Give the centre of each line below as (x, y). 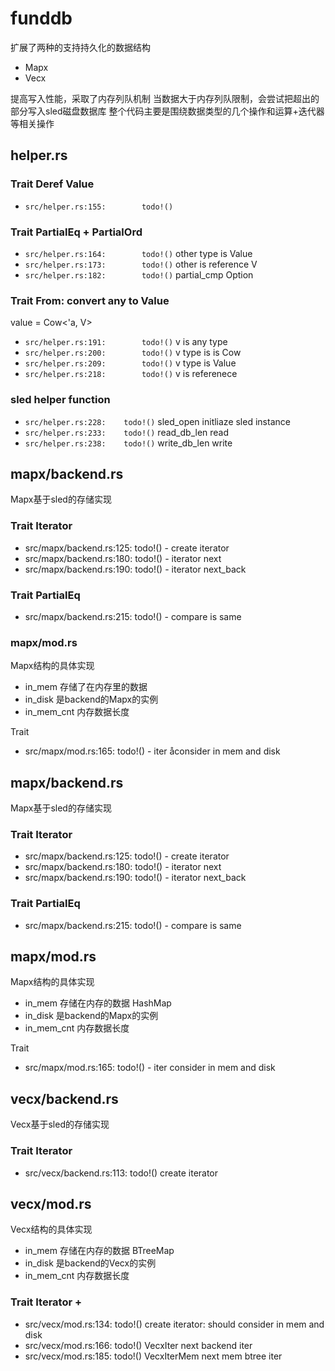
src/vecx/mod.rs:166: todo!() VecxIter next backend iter (138, 1345)
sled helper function (60, 400)
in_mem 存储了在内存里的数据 (86, 687)
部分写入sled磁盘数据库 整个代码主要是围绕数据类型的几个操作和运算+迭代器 (167, 111)
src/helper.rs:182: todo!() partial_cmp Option (139, 274)
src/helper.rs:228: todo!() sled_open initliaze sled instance (157, 421)
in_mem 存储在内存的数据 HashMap (98, 1003)
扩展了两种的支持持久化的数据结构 (80, 47)
